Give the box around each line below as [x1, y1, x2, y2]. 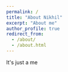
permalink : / [6, 8, 39, 15]
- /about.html [11, 43, 47, 49]
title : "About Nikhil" [6, 14, 63, 20]
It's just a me [6, 58, 38, 66]
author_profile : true [6, 25, 60, 32]
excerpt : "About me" [6, 20, 58, 26]
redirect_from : [6, 31, 44, 37]
